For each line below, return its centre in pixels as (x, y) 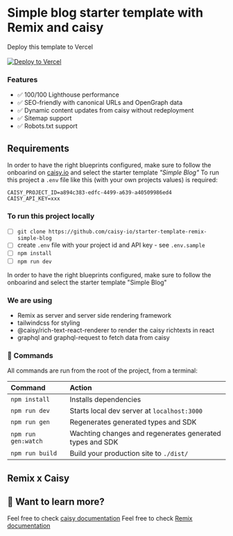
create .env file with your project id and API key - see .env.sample (111, 245)
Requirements (38, 148)
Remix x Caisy (38, 478)
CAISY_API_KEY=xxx (34, 199)
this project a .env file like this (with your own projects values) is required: (113, 180)
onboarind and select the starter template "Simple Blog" (87, 282)
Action (81, 388)
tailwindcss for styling (49, 323)
